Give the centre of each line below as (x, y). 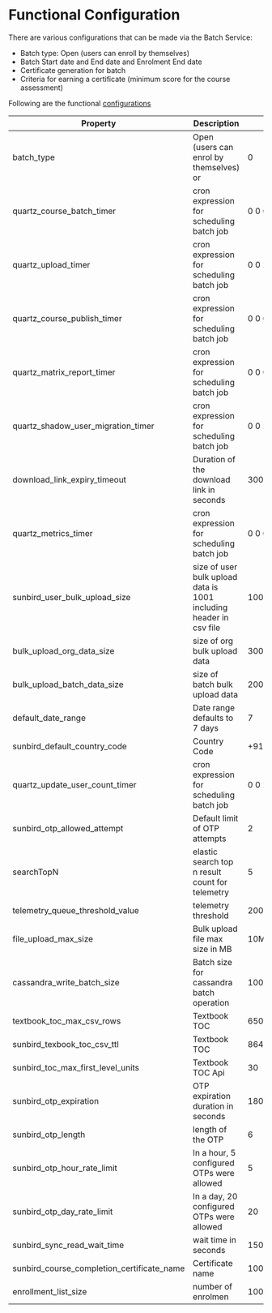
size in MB (212, 949)
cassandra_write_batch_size (66, 982)
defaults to (213, 718)
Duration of (215, 459)
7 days (206, 727)
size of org (213, 641)
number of (213, 1286)
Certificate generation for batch (73, 70)
